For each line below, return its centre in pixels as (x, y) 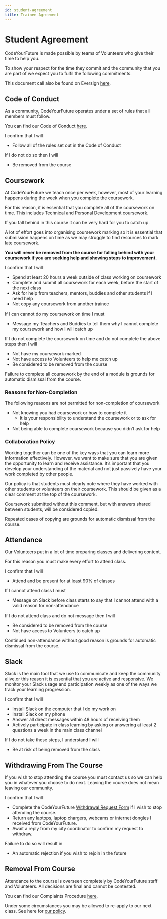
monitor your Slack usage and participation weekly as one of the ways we (81, 684)
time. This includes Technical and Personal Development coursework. (77, 213)
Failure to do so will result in (34, 844)
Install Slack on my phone (39, 714)
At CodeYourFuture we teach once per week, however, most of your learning (84, 193)
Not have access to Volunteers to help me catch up (65, 359)
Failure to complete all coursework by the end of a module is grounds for (80, 374)
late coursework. (22, 243)
